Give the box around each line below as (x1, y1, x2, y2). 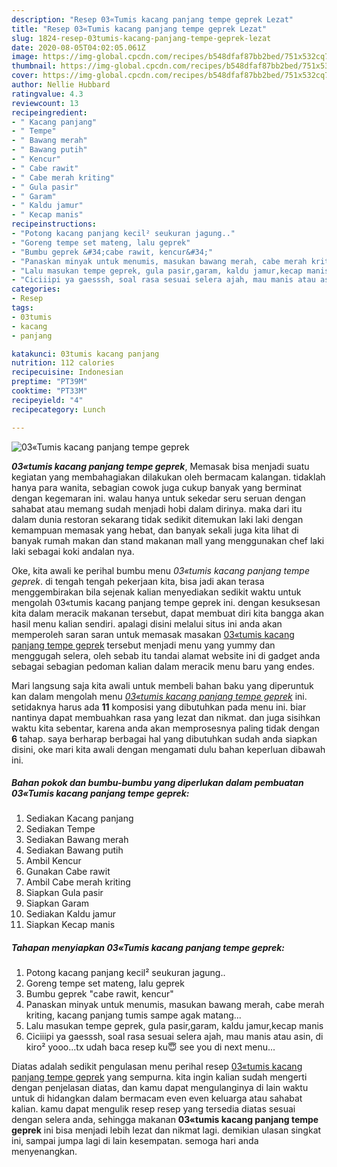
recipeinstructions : (11, 219, 98, 230)
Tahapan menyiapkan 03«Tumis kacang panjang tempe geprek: (11, 942, 285, 954)
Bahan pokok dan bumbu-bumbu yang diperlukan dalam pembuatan (11, 777, 304, 789)
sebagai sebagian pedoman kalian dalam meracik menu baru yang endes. (11, 660, 315, 672)
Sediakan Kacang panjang (25, 812, 134, 825)
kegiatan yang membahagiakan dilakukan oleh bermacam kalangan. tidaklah (11, 471, 326, 483)
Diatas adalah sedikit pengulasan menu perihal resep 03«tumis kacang (11, 1061, 303, 1073)
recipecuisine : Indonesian (11, 367, 124, 378)
